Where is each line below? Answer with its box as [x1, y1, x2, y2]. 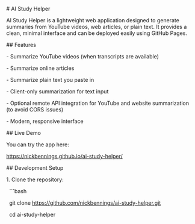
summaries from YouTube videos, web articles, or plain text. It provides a [6, 23, 187, 30]
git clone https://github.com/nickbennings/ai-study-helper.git [8, 199, 161, 207]
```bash [8, 188, 27, 194]
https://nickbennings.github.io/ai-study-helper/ [6, 153, 123, 160]
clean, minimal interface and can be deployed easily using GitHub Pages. [6, 30, 188, 37]
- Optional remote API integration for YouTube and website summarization [6, 99, 190, 107]
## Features [6, 42, 36, 48]
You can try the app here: [6, 141, 69, 148]
